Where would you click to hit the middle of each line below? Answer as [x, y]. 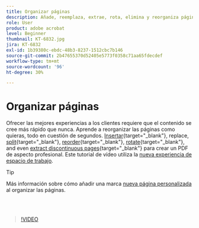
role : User [20, 23]
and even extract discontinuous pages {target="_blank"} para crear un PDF [97, 148]
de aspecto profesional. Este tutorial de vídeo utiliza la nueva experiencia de [99, 155]
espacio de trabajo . [30, 161]
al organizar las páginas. [36, 190]
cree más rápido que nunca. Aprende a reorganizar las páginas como [91, 129]
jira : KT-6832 [24, 45]
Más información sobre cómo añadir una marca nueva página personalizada [99, 184]
